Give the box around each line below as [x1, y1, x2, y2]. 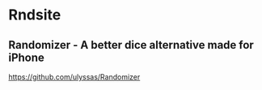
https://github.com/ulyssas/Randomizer [8, 72, 141, 82]
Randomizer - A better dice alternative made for [8, 38, 255, 52]
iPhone [8, 50, 44, 64]
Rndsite [8, 6, 61, 24]
